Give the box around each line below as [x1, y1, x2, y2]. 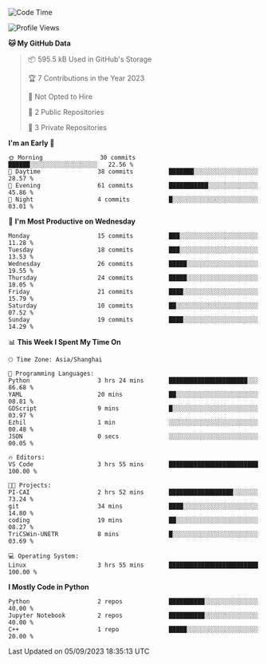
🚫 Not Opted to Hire [27, 92, 93, 101]
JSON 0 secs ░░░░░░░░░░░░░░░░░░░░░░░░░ [8, 433, 259, 441]
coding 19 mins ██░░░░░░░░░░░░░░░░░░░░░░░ [8, 516, 259, 524]
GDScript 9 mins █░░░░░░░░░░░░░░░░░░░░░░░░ [8, 405, 259, 413]
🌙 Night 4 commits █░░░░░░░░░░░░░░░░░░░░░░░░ [8, 196, 259, 204]
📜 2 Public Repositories [27, 108, 104, 117]
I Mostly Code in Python [8, 583, 89, 591]
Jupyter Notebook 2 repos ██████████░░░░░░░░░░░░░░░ [8, 611, 259, 619]
